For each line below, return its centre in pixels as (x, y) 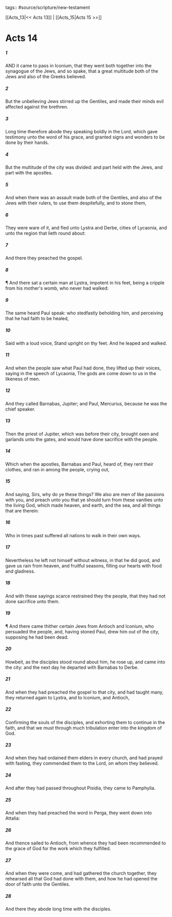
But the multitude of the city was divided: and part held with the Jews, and (84, 167)
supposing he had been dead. (37, 637)
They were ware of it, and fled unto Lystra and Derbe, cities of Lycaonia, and (86, 228)
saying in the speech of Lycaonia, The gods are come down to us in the (81, 373)
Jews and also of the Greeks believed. (46, 77)
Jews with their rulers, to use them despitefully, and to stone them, (76, 203)
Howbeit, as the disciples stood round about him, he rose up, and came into (85, 662)
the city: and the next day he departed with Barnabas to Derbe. (72, 667)
